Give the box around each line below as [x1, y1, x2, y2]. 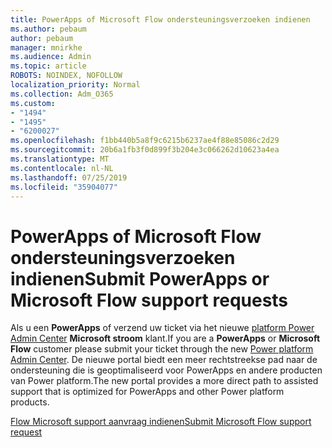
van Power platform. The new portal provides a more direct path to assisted [10, 375, 319, 387]
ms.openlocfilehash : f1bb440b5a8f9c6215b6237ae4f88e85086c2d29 [10, 136, 280, 146]
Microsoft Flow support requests [10, 289, 289, 311]
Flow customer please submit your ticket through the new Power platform [10, 343, 314, 355]
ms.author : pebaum [10, 24, 87, 34]
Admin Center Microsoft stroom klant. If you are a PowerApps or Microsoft [10, 332, 321, 345]
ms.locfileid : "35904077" [10, 182, 118, 192]
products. [10, 396, 50, 408]
